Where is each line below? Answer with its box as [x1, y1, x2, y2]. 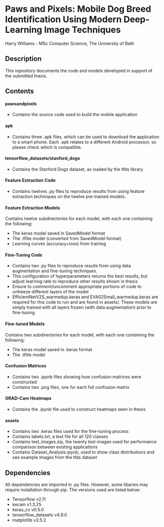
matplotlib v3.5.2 [12, 517, 47, 523]
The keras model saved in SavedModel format [12, 230, 105, 236]
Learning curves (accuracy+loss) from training [12, 241, 106, 247]
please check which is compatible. [12, 144, 82, 150]
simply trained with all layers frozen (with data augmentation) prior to [12, 305, 152, 311]
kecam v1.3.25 [12, 501, 42, 507]
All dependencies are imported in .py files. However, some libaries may [5, 481, 148, 487]
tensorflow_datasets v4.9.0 [12, 512, 67, 518]
